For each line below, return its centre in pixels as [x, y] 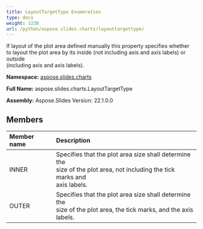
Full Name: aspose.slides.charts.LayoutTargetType [69, 89]
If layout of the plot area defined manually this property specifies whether [98, 46]
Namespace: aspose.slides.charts [49, 77]
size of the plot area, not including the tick [115, 170]
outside [16, 59]
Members [25, 120]
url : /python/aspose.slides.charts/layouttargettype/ [76, 29]
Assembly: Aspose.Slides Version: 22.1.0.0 [60, 101]
